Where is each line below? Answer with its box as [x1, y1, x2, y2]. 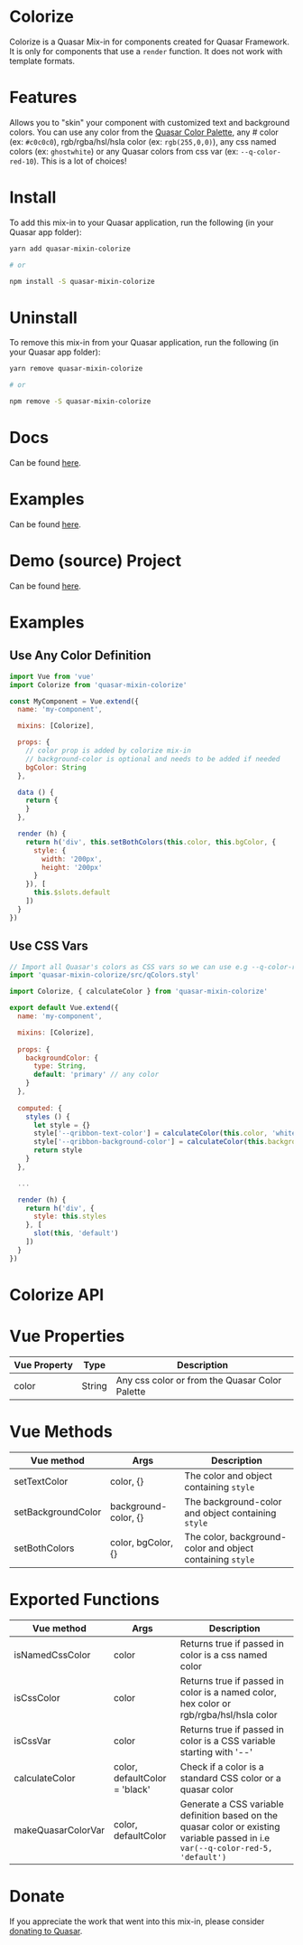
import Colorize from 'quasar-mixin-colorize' [9, 680, 188, 689]
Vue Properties [9, 1327, 125, 1346]
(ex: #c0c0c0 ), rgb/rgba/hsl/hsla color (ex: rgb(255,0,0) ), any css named [9, 136, 277, 146]
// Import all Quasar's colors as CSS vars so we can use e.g [9, 962, 248, 971]
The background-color [184, 1495, 282, 1507]
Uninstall [9, 307, 78, 327]
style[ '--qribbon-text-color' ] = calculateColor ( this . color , [32, 1128, 269, 1138]
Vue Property [14, 1358, 74, 1371]
